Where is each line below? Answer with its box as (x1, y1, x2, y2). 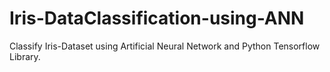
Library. (9, 50, 41, 62)
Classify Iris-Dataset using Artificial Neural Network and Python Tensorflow (9, 40, 321, 52)
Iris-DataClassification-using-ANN (9, 7, 305, 30)
